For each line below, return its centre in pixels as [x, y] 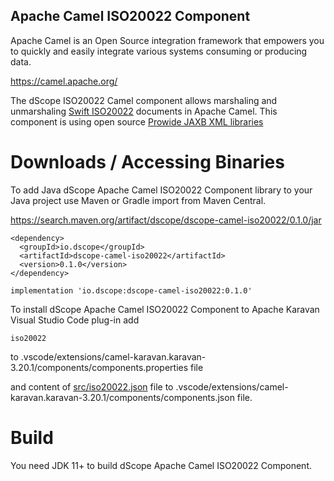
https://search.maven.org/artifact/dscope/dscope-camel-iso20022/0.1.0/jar [166, 220]
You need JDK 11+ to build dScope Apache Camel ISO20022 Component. [161, 465]
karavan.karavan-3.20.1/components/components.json [122, 397]
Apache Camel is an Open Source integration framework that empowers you [167, 40]
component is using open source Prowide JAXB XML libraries [137, 121]
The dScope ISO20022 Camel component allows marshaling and [144, 100]
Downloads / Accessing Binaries [147, 162]
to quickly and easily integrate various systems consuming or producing [159, 51]
